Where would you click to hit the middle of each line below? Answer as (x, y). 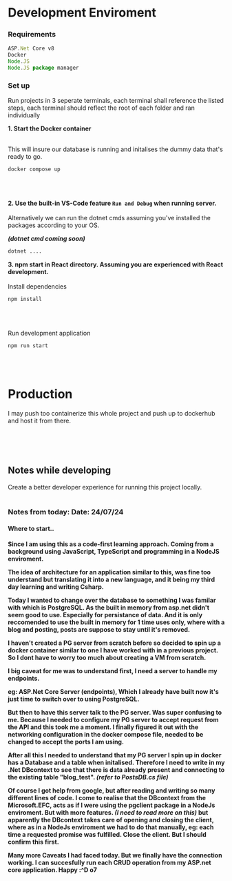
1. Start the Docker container (50, 128)
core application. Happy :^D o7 (52, 870)
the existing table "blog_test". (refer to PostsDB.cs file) (88, 777)
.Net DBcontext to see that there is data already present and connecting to (116, 769)
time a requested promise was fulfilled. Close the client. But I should (107, 834)
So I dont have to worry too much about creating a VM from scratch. (107, 657)
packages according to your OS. (54, 225)
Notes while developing (60, 471)
